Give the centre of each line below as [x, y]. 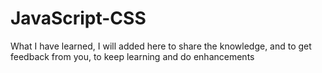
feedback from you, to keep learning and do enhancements [132, 56]
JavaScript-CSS [78, 18]
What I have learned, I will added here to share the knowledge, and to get [161, 46]
